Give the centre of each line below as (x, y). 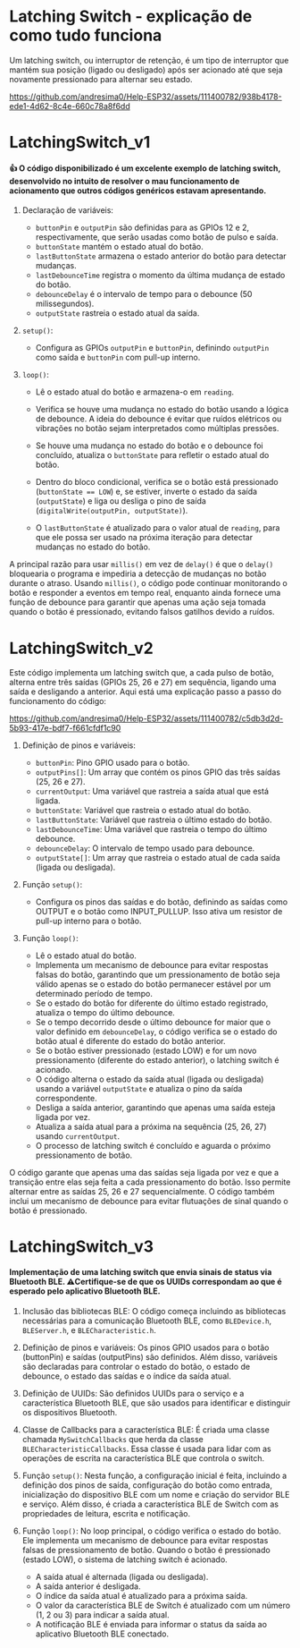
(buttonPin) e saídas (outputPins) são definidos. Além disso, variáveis (150, 1356)
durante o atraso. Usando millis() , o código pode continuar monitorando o (148, 583)
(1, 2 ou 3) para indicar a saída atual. (102, 1614)
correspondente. (66, 1099)
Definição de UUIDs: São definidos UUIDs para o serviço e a (133, 1393)
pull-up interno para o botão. (88, 921)
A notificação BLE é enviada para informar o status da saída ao (151, 1624)
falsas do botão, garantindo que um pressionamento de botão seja (158, 975)
